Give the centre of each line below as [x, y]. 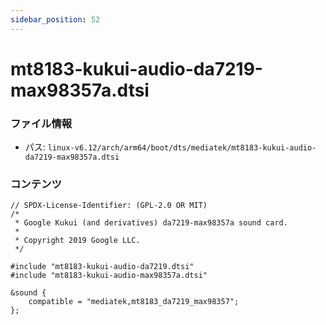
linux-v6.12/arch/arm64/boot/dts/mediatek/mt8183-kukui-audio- [182, 148]
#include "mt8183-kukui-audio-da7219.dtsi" [102, 267]
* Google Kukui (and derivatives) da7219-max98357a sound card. [151, 223]
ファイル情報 [41, 123]
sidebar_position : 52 [55, 19]
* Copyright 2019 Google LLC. [77, 241]
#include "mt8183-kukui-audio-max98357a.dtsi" [109, 276]
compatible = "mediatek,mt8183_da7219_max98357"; [134, 302]
